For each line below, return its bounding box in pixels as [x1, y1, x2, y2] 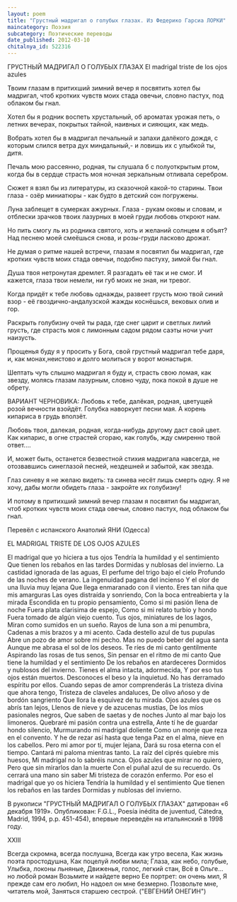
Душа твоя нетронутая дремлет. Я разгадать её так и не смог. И [7, 269, 203, 276]
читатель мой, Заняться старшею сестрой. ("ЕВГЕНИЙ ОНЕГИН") [7, 887, 207, 895]
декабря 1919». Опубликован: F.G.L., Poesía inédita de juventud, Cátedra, [7, 807, 224, 815]
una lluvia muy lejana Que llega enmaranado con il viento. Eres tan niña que [7, 583, 228, 591]
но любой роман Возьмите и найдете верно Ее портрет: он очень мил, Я [7, 872, 228, 880]
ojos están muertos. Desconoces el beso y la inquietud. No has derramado [7, 673, 225, 681]
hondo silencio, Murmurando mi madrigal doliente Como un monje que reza [7, 726, 228, 734]
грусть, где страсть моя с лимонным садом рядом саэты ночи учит [7, 326, 214, 334]
